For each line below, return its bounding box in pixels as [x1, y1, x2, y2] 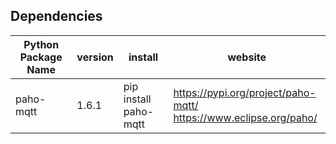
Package [19, 50, 63, 64]
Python [23, 37, 60, 51]
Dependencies [10, 8, 103, 25]
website [227, 50, 267, 64]
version [76, 50, 114, 64]
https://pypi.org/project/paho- [173, 85, 317, 99]
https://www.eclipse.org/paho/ [173, 110, 318, 124]
